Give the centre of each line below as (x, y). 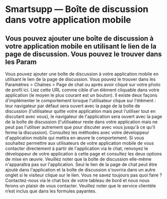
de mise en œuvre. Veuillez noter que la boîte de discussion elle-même (78, 159)
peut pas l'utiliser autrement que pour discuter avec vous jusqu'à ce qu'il (80, 127)
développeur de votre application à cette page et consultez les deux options (84, 154)
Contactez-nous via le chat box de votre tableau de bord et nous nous (77, 180)
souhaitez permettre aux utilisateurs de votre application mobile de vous (79, 143)
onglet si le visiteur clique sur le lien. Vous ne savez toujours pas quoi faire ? (84, 175)
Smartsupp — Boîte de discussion (77, 9)
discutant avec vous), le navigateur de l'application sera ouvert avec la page (84, 117)
